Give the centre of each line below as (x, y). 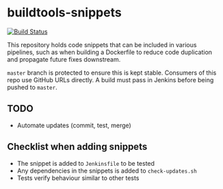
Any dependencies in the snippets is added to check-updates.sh (107, 171)
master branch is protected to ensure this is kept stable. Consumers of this (112, 73)
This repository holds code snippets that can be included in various (102, 45)
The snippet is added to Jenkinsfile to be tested (86, 163)
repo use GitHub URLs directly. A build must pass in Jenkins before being (110, 79)
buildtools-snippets (64, 13)
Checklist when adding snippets (77, 147)
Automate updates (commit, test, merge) (74, 125)
